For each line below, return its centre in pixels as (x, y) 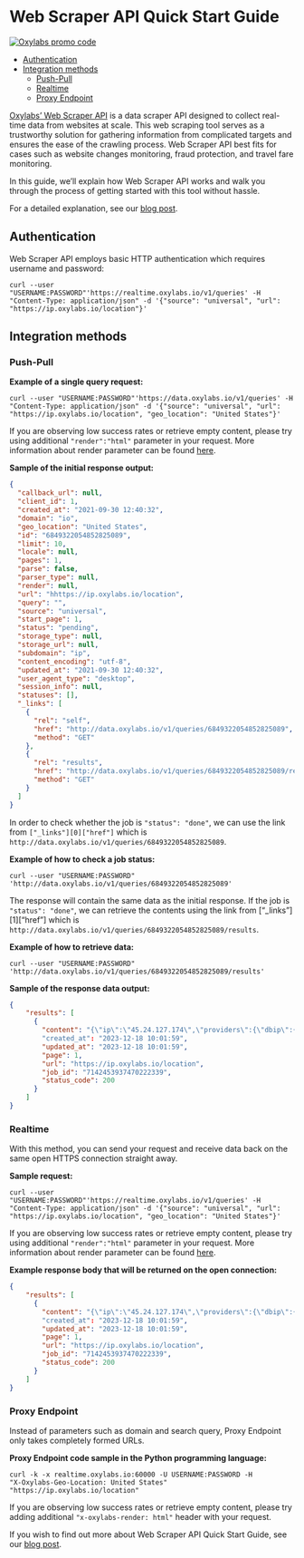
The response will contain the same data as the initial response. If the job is (150, 900)
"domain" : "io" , (48, 518)
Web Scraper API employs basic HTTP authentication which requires (137, 258)
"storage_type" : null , (60, 636)
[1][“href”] (28, 919)
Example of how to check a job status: (82, 859)
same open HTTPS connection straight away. (94, 1158)
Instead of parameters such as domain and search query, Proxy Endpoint (146, 1430)
